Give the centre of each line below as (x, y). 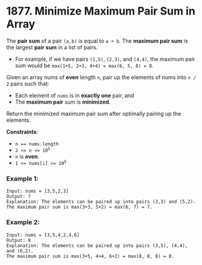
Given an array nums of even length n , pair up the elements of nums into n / (101, 77)
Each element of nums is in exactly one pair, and (74, 95)
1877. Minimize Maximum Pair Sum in (101, 11)
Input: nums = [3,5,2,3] (37, 191)
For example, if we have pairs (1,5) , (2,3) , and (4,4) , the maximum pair (105, 59)
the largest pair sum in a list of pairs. (52, 47)
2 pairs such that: (28, 84)
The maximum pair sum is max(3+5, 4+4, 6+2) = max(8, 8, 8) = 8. (90, 256)
